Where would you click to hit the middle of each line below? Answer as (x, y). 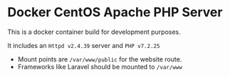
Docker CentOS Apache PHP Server (115, 12)
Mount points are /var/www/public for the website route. (100, 59)
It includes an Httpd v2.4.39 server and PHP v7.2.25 (84, 45)
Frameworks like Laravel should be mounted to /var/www (100, 66)
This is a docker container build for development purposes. (94, 32)
